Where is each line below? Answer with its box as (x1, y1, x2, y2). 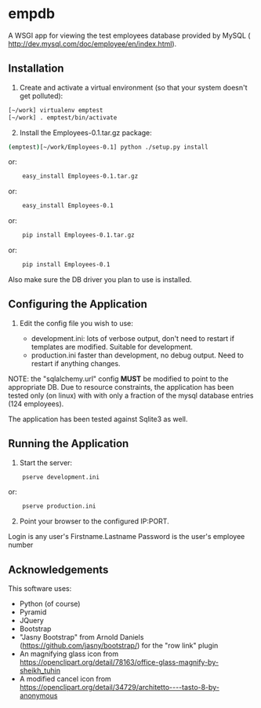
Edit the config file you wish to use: (19, 318, 133, 328)
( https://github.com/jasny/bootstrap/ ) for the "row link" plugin (19, 641, 219, 651)
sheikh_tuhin (19, 666, 61, 676)
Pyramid (19, 607, 47, 617)
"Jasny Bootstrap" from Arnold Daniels (19, 633, 144, 642)
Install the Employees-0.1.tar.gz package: (19, 127, 153, 138)
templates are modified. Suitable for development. (31, 342, 194, 351)
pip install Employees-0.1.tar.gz (22, 231, 135, 240)
